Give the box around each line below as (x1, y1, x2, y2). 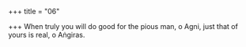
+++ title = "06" (8, 7, 60, 16)
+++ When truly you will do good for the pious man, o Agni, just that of (8, 22, 239, 31)
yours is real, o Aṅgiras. (8, 31, 85, 39)
